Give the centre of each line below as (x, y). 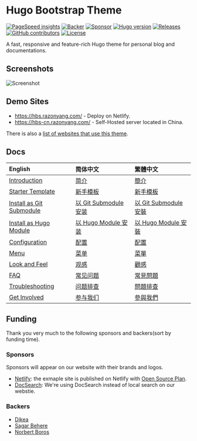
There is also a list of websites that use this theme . (67, 133)
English (20, 169)
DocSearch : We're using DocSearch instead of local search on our (94, 385)
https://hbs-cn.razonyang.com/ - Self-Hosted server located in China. (99, 122)
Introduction (26, 181)
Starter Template (32, 192)
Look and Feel (28, 264)
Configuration (28, 242)
